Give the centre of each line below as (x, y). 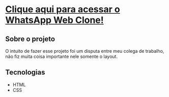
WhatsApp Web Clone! (54, 20)
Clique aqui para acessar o (63, 9)
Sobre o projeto (30, 39)
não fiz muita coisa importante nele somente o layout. (62, 56)
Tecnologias (25, 72)
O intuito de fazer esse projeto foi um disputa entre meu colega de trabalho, (85, 51)
